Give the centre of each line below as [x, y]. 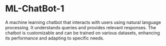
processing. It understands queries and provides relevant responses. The [81, 27]
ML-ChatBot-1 [35, 9]
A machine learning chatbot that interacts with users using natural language [83, 22]
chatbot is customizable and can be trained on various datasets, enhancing [82, 33]
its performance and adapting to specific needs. [55, 38]
